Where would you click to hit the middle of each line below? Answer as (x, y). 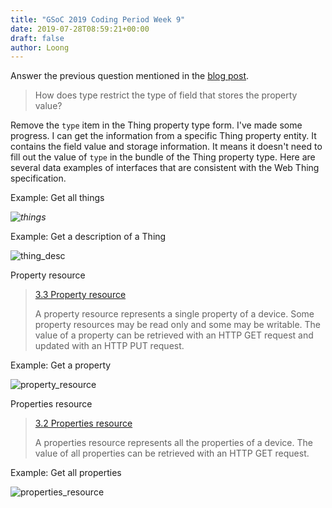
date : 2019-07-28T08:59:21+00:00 (80, 29)
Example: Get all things (57, 198)
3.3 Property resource (80, 295)
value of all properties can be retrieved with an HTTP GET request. (172, 453)
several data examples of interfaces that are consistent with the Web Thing (165, 168)
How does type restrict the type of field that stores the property (166, 95)
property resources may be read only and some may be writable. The (178, 325)
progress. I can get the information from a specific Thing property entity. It (163, 136)
